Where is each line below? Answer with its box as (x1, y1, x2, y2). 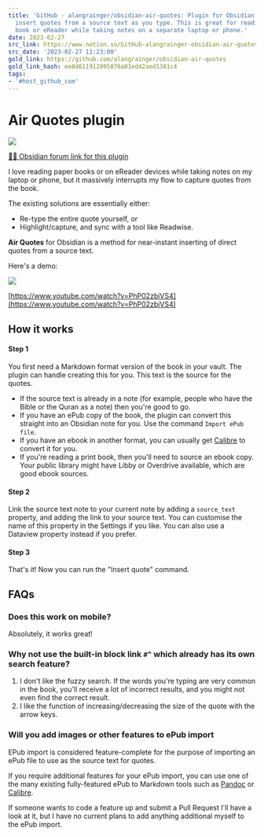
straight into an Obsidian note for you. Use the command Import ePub (19, 419, 244, 428)
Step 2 (8, 486, 30, 496)
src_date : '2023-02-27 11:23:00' (8, 48, 118, 56)
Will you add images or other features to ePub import (8, 729, 214, 740)
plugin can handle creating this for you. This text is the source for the (8, 370, 232, 380)
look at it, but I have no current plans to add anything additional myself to (8, 811, 245, 820)
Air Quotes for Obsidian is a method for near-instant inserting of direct (8, 237, 237, 248)
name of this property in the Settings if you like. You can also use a (8, 521, 225, 530)
